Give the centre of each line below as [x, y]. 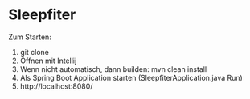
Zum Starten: [30, 37]
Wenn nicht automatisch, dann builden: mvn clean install [113, 69]
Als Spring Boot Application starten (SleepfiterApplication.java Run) [131, 77]
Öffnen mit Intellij [48, 61]
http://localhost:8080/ [56, 86]
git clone [35, 52]
